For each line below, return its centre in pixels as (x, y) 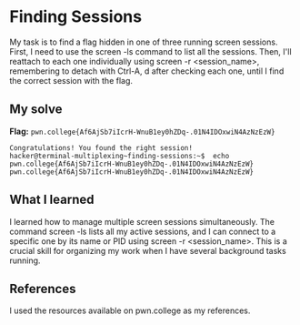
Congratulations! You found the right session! (101, 147)
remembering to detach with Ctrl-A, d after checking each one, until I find (147, 71)
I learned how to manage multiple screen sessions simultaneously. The (142, 221)
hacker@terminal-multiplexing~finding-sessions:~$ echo (120, 156)
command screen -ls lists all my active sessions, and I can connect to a (143, 231)
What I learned (52, 200)
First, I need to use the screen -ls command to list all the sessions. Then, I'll (151, 51)
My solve (36, 110)
